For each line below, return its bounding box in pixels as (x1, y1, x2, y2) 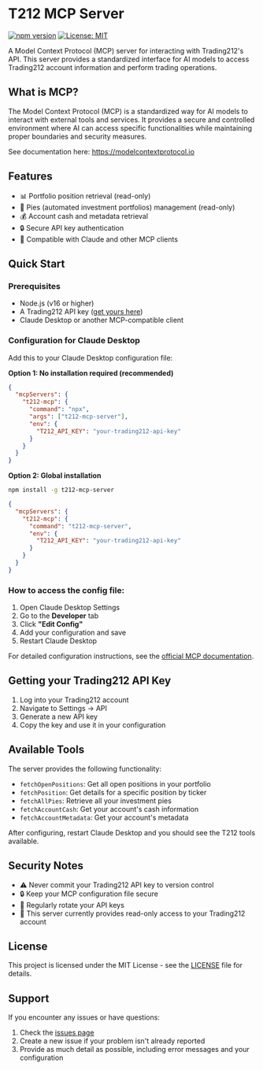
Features (8, 170, 53, 183)
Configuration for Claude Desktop (8, 335, 140, 346)
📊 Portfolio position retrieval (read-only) (19, 191, 151, 201)
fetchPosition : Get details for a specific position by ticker (19, 787, 207, 797)
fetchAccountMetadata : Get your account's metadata (19, 813, 189, 822)
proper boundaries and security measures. (8, 131, 147, 141)
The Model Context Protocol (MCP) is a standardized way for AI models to (8, 106, 248, 116)
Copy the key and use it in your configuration (19, 720, 166, 729)
